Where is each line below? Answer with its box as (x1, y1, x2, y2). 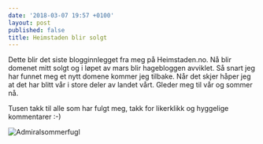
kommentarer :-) (8, 112, 61, 122)
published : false (8, 26, 65, 34)
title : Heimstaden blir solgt (8, 33, 108, 42)
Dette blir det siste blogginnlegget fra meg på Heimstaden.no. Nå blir (8, 55, 232, 65)
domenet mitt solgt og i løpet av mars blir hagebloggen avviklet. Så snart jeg (8, 64, 256, 73)
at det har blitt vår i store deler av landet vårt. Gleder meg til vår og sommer (8, 80, 254, 90)
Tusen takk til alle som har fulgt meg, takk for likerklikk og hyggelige (8, 104, 229, 113)
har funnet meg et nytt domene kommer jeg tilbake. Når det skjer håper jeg (8, 72, 251, 81)
